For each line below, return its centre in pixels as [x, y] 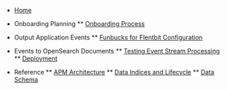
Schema [26, 79]
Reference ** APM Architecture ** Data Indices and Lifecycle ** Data [114, 72]
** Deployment [36, 58]
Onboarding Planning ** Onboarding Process [79, 24]
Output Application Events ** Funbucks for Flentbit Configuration [108, 37]
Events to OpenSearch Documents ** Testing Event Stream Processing [117, 51]
